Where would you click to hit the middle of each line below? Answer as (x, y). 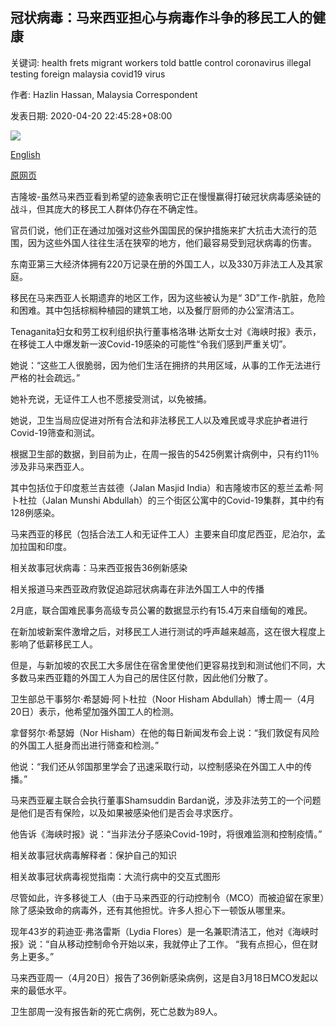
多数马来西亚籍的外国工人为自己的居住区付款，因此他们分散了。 (141, 677)
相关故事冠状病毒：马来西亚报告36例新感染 (99, 567)
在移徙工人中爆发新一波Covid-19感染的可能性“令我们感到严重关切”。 (151, 344)
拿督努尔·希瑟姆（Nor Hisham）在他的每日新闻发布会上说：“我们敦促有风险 (165, 732)
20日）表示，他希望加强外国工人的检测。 (95, 711)
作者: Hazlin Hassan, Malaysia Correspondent (104, 94)
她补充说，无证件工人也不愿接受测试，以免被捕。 (111, 399)
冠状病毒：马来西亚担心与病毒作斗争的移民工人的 (161, 18)
